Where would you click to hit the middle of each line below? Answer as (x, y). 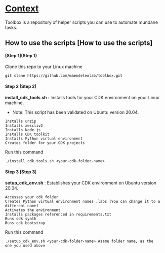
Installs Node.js (23, 130)
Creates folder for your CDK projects (45, 143)
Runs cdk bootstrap (25, 223)
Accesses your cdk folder (32, 197)
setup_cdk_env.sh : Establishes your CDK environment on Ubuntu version (81, 182)
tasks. (11, 27)
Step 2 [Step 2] (21, 86)
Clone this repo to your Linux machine (44, 67)
